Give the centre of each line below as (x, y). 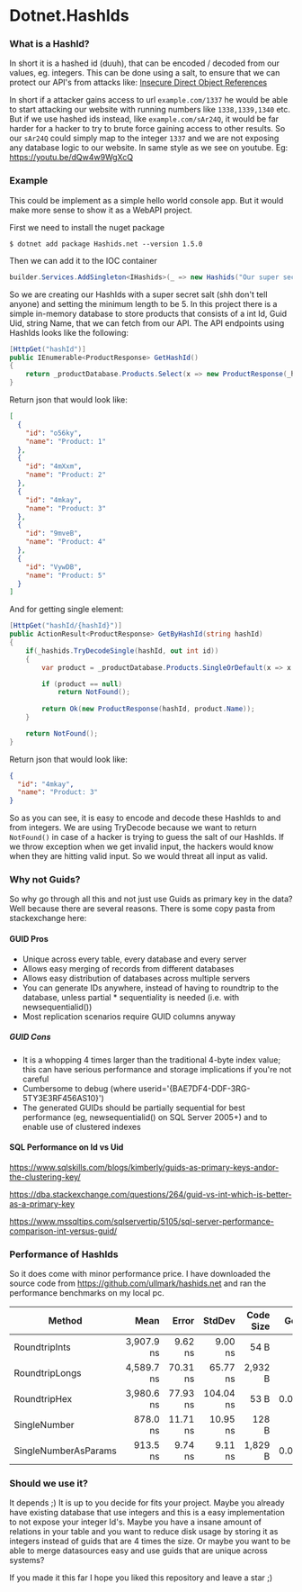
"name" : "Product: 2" (66, 475)
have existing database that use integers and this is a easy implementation (147, 1513)
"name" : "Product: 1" (66, 441)
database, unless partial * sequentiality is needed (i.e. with (131, 997)
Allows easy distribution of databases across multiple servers (136, 978)
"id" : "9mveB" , (54, 534)
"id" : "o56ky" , (54, 433)
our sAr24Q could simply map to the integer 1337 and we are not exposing (144, 138)
